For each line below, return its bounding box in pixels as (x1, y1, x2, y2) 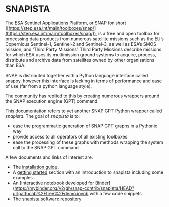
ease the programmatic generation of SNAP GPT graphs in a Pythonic (12, 123, 158, 129)
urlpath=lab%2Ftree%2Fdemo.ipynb (12, 190, 89, 196)
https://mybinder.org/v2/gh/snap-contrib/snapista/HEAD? (14, 185, 135, 191)
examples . (12, 174, 35, 180)
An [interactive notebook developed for (12, 180, 94, 186)
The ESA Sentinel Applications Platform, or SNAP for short (5, 20, 126, 26)
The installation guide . (12, 164, 59, 170)
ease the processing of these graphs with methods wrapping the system (12, 139, 164, 145)
